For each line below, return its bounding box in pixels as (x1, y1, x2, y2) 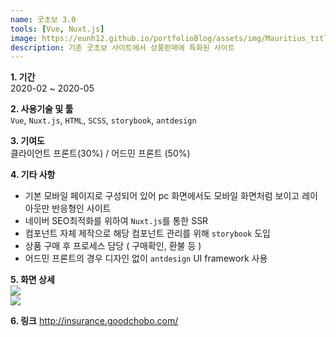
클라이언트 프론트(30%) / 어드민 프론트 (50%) (10, 147, 191, 160)
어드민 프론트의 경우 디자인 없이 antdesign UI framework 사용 (24, 252, 268, 265)
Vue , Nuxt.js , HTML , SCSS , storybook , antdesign (10, 114, 197, 126)
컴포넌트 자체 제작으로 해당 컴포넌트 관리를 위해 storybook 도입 (24, 227, 271, 240)
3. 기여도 (10, 135, 45, 147)
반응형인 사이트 (51, 202, 112, 215)
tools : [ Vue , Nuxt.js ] (10, 24, 105, 34)
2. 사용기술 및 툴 (10, 103, 74, 115)
